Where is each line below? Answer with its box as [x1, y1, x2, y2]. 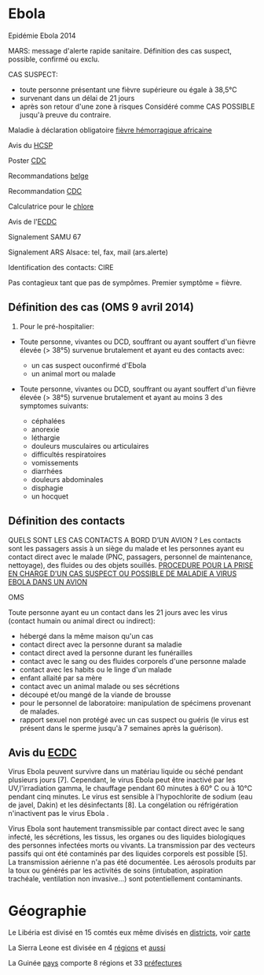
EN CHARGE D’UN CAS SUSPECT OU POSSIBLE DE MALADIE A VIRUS [8, 569, 237, 578]
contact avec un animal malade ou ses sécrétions [19, 681, 180, 691]
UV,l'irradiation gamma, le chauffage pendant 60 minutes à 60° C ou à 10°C [8, 784, 253, 793]
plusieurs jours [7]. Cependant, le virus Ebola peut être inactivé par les [8, 775, 236, 784]
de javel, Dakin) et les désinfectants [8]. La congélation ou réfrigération [8, 800, 239, 810]
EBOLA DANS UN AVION [8, 576, 88, 587]
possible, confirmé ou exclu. [8, 54, 100, 64]
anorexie [31, 424, 60, 434]
